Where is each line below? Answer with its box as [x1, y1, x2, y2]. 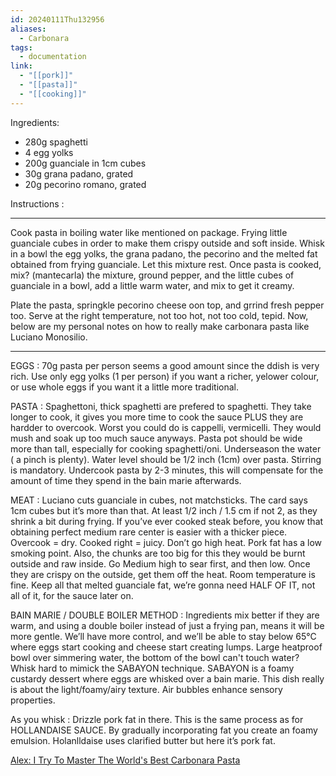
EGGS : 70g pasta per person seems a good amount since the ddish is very [10, 359, 320, 371]
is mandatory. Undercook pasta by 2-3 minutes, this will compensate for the [10, 464, 324, 476]
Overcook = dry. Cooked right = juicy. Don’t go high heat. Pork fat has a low [10, 536, 323, 548]
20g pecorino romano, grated [24, 178, 147, 190]
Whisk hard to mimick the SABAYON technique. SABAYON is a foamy [10, 662, 295, 674]
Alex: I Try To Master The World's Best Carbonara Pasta [10, 754, 241, 766]
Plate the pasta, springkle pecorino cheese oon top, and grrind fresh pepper [10, 299, 325, 311]
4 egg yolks [24, 146, 74, 158]
